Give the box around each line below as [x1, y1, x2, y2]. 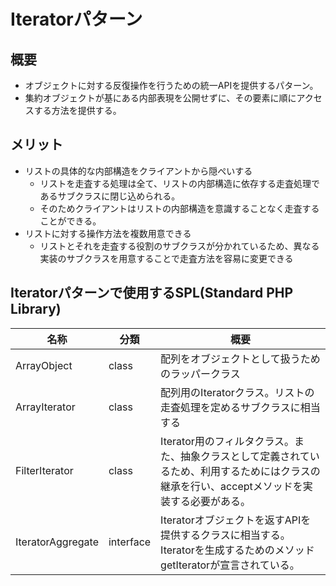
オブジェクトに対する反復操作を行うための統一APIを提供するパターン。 [24, 80, 319, 91]
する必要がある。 [170, 494, 252, 508]
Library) [10, 301, 62, 318]
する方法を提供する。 [33, 105, 122, 116]
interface [108, 535, 152, 549]
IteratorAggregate [15, 535, 99, 549]
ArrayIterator [15, 400, 76, 414]
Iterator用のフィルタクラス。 [160, 434, 295, 448]
